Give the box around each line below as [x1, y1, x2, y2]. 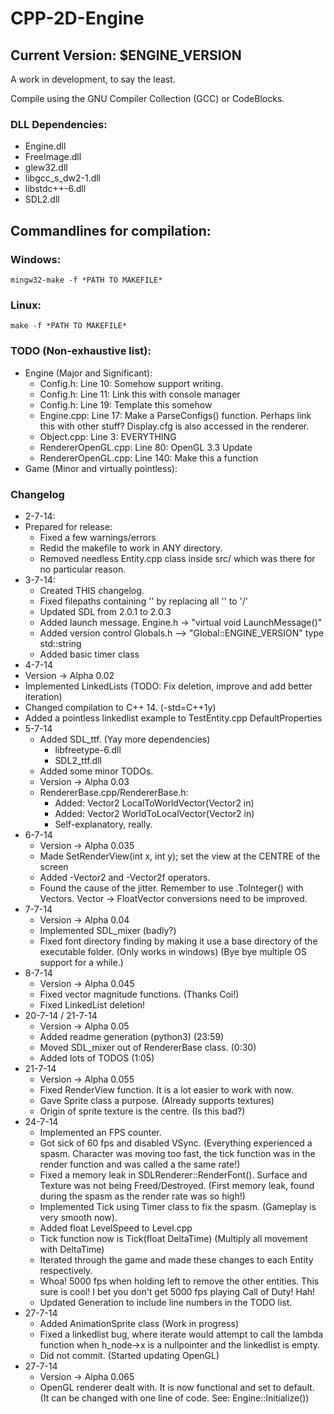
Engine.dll [24, 140, 67, 152]
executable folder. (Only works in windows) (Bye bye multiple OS [39, 945, 308, 957]
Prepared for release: [24, 520, 113, 532]
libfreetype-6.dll [54, 743, 122, 756]
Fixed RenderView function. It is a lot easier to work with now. [39, 1083, 294, 1096]
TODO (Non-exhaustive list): [10, 344, 152, 358]
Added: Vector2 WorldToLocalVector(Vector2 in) [54, 807, 255, 819]
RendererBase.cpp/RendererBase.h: [39, 786, 189, 798]
